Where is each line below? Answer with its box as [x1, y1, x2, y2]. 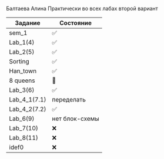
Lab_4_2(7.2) [9, 105, 46, 113]
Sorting [9, 57, 29, 65]
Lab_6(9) [9, 114, 35, 123]
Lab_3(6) [9, 86, 35, 94]
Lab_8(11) [9, 134, 38, 141]
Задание [14, 19, 41, 27]
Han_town [9, 67, 37, 75]
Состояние [59, 19, 92, 27]
